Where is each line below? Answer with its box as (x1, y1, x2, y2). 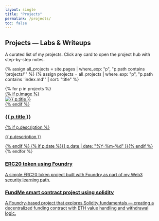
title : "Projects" (5, 12, 42, 17)
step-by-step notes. (5, 57, 45, 63)
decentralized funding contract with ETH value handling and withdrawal (5, 205, 149, 211)
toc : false (5, 20, 27, 26)
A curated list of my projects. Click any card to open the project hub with (5, 51, 151, 57)
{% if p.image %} (5, 91, 40, 97)
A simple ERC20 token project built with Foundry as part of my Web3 (5, 171, 143, 177)
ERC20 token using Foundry (5, 161, 73, 168)
